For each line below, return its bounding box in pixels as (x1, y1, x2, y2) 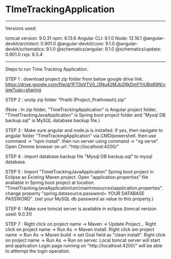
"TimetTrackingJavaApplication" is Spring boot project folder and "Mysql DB (5, 112, 166, 118)
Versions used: (5, 25, 37, 31)
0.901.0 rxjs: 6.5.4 (5, 51, 43, 57)
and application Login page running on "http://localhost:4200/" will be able (5, 242, 163, 248)
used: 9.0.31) (5, 211, 32, 217)
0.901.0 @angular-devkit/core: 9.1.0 (40, 40, 115, 46)
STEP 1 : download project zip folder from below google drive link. (5, 75, 144, 82)
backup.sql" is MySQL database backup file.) (5, 117, 100, 123)
